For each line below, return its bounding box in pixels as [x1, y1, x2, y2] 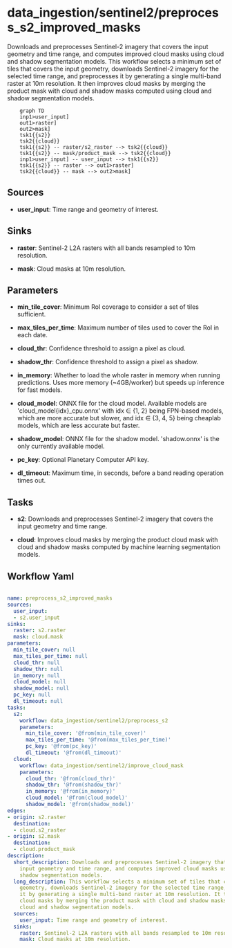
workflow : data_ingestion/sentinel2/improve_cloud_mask [19, 762, 184, 769]
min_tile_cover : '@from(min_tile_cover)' [25, 730, 147, 737]
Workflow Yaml [7, 570, 75, 582]
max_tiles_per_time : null [13, 652, 88, 659]
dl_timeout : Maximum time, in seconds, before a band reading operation [17, 469, 224, 477]
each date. [17, 331, 48, 339]
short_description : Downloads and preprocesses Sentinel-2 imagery [13, 859, 212, 866]
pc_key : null [13, 691, 51, 699]
